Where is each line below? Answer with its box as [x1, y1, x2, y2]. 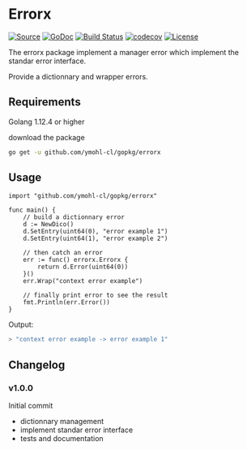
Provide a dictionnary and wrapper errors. [8, 71, 148, 81]
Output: [8, 319, 34, 329]
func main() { [8, 206, 57, 215]
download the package [8, 132, 85, 142]
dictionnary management [19, 417, 104, 426]
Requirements [8, 95, 81, 109]
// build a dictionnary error [23, 213, 126, 221]
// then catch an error [23, 249, 104, 257]
